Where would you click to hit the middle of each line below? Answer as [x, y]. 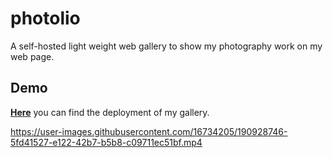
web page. [32, 56]
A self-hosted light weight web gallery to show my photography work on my [166, 46]
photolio [45, 18]
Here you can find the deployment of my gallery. [110, 112]
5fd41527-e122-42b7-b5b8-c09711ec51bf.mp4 [106, 142]
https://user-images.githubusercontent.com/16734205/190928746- [149, 131]
